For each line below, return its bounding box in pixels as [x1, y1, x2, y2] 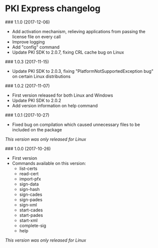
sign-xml [19, 202, 37, 207]
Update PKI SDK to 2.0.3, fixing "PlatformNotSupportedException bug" [12, 68, 154, 74]
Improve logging [12, 39, 45, 44]
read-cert [19, 170, 39, 176]
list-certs [19, 165, 37, 171]
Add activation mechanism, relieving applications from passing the [12, 28, 146, 34]
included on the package [12, 126, 62, 132]
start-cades [19, 207, 43, 213]
